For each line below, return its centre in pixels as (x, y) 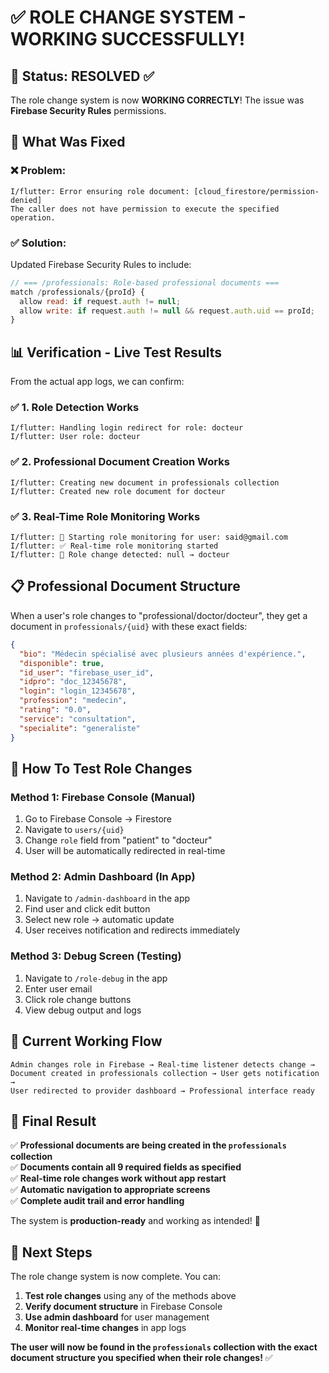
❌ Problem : (38, 171)
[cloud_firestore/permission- (256, 191)
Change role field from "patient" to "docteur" (118, 840)
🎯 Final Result (53, 1121)
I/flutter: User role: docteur (75, 437)
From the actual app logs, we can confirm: (97, 382)
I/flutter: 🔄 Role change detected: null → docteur (120, 555)
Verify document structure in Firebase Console (123, 1307)
